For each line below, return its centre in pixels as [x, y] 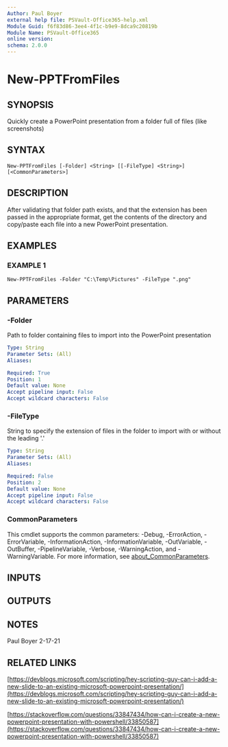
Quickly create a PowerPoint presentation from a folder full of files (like [107, 121]
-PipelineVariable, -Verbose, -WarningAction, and [107, 549]
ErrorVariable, [27, 542]
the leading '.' [26, 438]
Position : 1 [24, 379]
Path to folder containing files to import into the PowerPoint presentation [109, 335]
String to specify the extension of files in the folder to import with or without [114, 431]
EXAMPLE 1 [27, 265]
